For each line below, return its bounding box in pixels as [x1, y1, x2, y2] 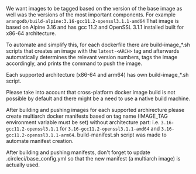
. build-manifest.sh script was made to [74, 131, 167, 138]
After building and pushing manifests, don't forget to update [6, 149, 150, 156]
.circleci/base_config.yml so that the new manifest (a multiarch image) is [6, 155, 181, 162]
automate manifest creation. [6, 138, 74, 144]
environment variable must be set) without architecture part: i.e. [6, 119, 160, 125]
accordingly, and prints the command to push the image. [6, 60, 142, 67]
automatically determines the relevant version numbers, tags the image [6, 54, 178, 60]
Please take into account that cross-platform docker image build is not [6, 89, 176, 95]
